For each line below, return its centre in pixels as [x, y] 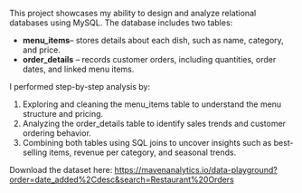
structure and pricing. [63, 114]
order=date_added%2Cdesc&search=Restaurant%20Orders [122, 179]
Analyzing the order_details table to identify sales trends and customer [154, 123]
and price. [42, 50]
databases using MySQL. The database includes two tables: [121, 23]
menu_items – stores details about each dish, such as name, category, [153, 40]
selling [35, 152]
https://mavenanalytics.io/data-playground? [196, 170]
